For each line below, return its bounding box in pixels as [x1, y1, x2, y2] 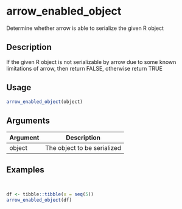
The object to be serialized [45, 144, 122, 152]
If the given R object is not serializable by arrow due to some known [6, 58, 177, 65]
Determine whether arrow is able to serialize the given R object [6, 24, 164, 32]
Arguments [6, 115, 51, 126]
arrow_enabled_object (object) [6, 99, 83, 105]
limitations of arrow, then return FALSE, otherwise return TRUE [6, 65, 163, 72]
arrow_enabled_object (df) [6, 197, 72, 203]
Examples [6, 165, 44, 175]
